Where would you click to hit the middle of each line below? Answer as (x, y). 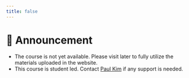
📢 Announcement (49, 40)
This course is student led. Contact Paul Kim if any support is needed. (99, 69)
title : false (22, 11)
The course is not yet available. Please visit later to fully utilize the (94, 56)
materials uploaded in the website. (56, 62)
